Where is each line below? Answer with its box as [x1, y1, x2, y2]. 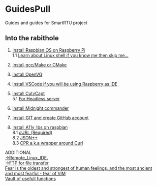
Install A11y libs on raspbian [12, 124, 68, 130]
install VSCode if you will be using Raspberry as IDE [12, 81, 118, 87]
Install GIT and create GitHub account [12, 115, 89, 121]
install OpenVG [12, 71, 43, 77]
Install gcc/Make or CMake [12, 62, 67, 67]
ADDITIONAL [5, 149, 32, 155]
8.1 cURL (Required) [12, 129, 53, 135]
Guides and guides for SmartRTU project [5, 20, 88, 26]
